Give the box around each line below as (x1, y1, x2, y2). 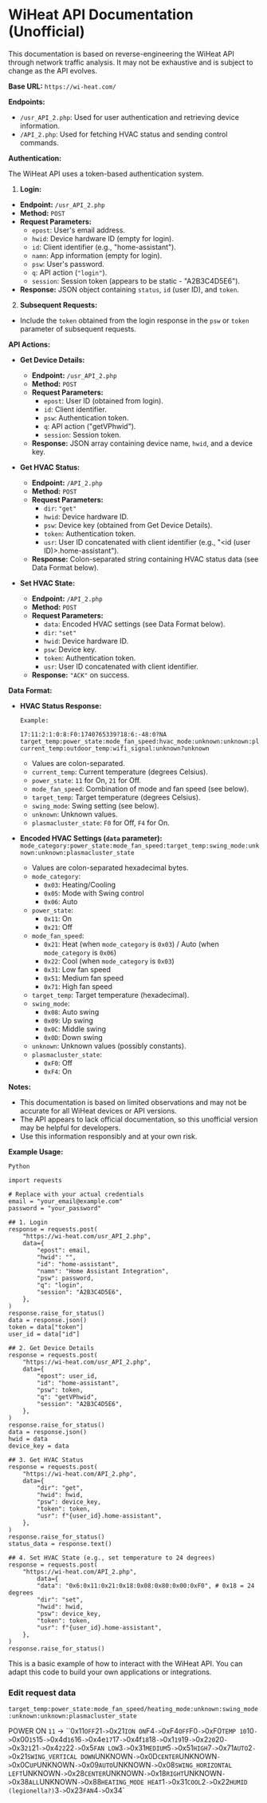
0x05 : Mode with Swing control (43, 888, 145, 898)
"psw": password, (37, 1274, 94, 1282)
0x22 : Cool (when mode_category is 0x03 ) (43, 956, 175, 966)
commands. (19, 137, 59, 147)
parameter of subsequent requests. (19, 324, 137, 333)
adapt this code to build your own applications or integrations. (8, 1667, 212, 1677)
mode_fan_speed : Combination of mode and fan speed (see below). (31, 784, 249, 793)
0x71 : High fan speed (43, 981, 113, 991)
